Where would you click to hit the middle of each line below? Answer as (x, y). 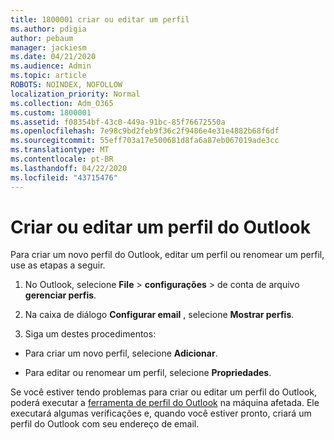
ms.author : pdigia (48, 29)
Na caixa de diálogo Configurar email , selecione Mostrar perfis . (159, 315)
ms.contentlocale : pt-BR (62, 159)
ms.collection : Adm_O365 (62, 103)
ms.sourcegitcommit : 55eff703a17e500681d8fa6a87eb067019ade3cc (145, 141)
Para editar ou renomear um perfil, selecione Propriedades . (148, 373)
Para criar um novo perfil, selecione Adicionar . (121, 353)
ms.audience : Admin (51, 66)
